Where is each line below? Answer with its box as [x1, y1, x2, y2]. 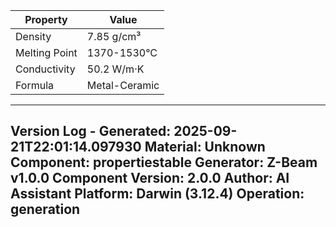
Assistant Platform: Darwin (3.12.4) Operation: [10, 185, 305, 203]
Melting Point [15, 46, 78, 59]
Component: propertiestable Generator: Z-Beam [10, 154, 318, 171]
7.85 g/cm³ [86, 30, 142, 43]
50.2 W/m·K [86, 62, 145, 76]
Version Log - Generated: [10, 123, 172, 140]
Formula [15, 79, 55, 92]
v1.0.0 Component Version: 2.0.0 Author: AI [10, 170, 290, 187]
